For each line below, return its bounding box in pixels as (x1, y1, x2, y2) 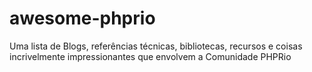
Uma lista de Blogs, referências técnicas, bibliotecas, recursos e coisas (9, 40, 303, 52)
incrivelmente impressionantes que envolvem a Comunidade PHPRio (9, 50, 292, 62)
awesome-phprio (9, 7, 156, 30)
